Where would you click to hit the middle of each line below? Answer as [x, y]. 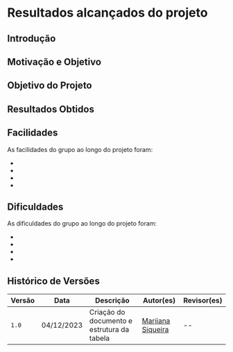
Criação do [107, 312]
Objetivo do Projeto [50, 86]
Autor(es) [159, 301]
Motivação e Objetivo [54, 61]
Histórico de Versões [54, 281]
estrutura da [109, 330]
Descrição [112, 301]
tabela [99, 338]
